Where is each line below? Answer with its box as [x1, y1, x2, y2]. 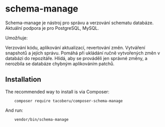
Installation [5, 75, 41, 84]
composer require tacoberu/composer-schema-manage [14, 98, 123, 103]
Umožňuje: [5, 35, 28, 41]
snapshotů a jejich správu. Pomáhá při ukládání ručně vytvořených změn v [5, 50, 160, 56]
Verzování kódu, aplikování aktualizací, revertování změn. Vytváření [5, 44, 145, 50]
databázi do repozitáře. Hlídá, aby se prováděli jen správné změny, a [5, 55, 148, 61]
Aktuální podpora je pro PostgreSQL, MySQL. [5, 25, 99, 31]
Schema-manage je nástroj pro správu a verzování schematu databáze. [5, 20, 154, 26]
